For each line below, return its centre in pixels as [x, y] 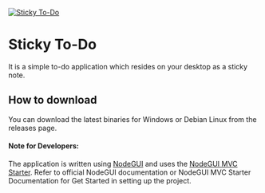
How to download [53, 100]
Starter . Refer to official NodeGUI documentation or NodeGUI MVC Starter [130, 172]
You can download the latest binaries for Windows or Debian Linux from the [132, 119]
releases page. [33, 128]
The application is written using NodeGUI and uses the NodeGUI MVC [123, 163]
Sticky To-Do [53, 45]
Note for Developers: [44, 146]
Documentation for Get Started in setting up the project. [100, 180]
